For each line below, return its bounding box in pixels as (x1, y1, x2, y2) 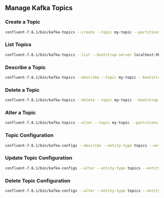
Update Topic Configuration (5, 154, 72, 161)
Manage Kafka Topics (5, 4, 73, 12)
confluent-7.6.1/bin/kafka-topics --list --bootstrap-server (5, 52, 132, 57)
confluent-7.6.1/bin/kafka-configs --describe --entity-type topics (5, 143, 147, 148)
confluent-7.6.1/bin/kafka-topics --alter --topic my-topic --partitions (5, 120, 159, 125)
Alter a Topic (5, 110, 36, 116)
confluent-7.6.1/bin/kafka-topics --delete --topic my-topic (5, 98, 132, 103)
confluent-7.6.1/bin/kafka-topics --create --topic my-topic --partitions (5, 29, 161, 35)
